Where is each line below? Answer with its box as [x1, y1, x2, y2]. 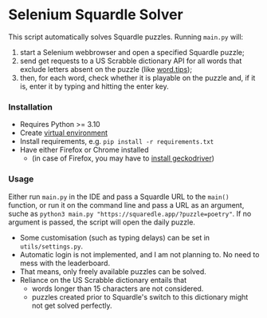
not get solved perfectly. [31, 300, 113, 310]
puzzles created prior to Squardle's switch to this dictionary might [31, 292, 249, 301]
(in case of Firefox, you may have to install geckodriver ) [31, 153, 215, 163]
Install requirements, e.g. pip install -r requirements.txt [19, 137, 214, 146]
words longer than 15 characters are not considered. [31, 284, 204, 293]
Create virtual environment [19, 128, 108, 137]
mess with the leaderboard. [19, 258, 110, 268]
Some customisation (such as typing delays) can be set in [19, 233, 210, 242]
